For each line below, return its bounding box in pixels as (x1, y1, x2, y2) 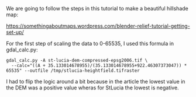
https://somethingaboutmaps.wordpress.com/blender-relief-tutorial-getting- (6, 23, 190, 29)
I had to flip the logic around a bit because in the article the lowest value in (6, 78, 185, 85)
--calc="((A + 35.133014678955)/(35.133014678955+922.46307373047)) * (11, 63, 187, 68)
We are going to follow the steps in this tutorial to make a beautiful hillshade (6, 5, 188, 12)
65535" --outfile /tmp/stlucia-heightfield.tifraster (6, 68, 140, 74)
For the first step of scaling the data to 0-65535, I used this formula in (6, 40, 174, 47)
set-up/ (6, 29, 25, 36)
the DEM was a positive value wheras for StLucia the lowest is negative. (6, 84, 180, 91)
